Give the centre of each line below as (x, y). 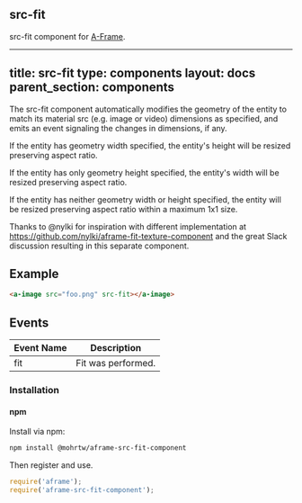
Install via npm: (37, 432)
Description (115, 348)
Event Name (40, 348)
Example (34, 274)
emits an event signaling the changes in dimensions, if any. (118, 128)
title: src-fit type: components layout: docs (133, 73)
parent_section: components (92, 88)
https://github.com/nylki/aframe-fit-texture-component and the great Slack (148, 236)
